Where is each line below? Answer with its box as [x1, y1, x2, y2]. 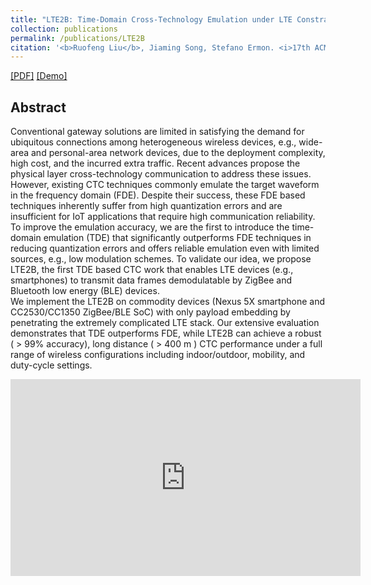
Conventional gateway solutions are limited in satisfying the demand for [10, 126, 305, 138]
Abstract [10, 99, 67, 116]
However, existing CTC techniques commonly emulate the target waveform [10, 179, 320, 191]
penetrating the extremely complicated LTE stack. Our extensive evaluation [10, 317, 320, 329]
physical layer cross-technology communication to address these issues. [10, 168, 312, 180]
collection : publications [10, 24, 118, 34]
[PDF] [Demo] [10, 70, 68, 82]
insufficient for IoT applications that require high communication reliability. [10, 211, 316, 223]
